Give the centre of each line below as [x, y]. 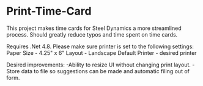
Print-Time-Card [49, 11]
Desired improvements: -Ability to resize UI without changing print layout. [99, 65]
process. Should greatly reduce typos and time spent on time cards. [92, 34]
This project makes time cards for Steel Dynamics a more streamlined [94, 28]
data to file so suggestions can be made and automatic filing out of [105, 71]
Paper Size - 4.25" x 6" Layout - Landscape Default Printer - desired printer [102, 52]
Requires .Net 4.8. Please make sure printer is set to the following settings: [100, 46]
